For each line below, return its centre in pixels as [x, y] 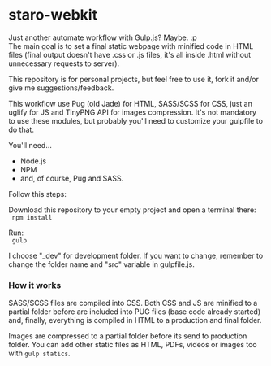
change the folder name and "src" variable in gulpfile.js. [101, 264]
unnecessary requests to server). [64, 63]
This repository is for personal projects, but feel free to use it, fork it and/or [134, 79]
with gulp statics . [39, 353]
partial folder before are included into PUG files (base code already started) [135, 312]
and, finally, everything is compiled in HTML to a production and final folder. [135, 320]
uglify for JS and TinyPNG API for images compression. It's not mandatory [133, 112]
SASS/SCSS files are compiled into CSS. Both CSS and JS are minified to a [133, 303]
